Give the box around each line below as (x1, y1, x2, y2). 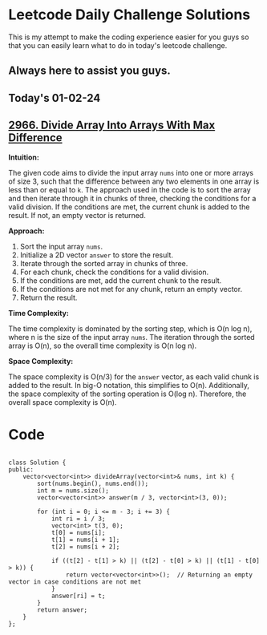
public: (8, 466, 34, 474)
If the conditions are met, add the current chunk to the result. (19, 275, 222, 285)
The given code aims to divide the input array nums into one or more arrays (8, 168, 254, 177)
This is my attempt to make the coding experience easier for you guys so (8, 32, 249, 42)
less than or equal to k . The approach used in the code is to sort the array (8, 184, 251, 194)
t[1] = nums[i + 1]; (51, 536, 120, 544)
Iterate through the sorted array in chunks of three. (19, 258, 188, 268)
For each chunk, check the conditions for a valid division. (19, 267, 209, 277)
